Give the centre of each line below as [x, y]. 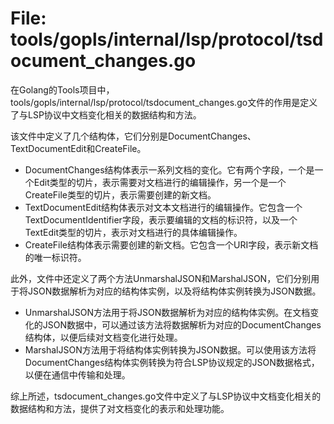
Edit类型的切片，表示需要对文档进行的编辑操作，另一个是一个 [160, 182]
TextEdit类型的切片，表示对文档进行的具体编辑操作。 [133, 232]
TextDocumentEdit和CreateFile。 [78, 148]
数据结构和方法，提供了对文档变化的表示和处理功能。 [120, 408]
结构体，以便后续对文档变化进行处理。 [103, 337]
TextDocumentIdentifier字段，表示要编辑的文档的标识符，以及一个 [161, 219]
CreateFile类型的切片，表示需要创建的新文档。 [120, 194]
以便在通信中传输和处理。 [77, 374]
